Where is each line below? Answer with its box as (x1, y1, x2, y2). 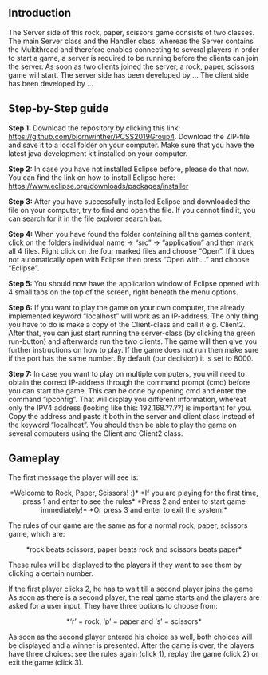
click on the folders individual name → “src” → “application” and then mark (8, 238, 254, 247)
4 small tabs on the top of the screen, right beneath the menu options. (8, 287, 239, 297)
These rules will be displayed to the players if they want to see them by (8, 560, 242, 570)
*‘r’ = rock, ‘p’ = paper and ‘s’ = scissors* (66, 617, 202, 626)
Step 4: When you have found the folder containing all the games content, (8, 229, 252, 238)
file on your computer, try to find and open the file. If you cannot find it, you (8, 205, 256, 214)
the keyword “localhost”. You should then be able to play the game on (8, 420, 237, 429)
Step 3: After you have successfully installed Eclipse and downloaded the (8, 196, 250, 206)
